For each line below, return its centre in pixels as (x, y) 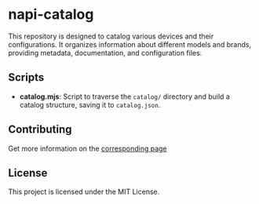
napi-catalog (51, 15)
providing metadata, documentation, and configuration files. (105, 53)
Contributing (40, 130)
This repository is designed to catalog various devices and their (111, 36)
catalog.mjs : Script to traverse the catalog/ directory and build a (124, 97)
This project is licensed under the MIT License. (84, 192)
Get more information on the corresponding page (88, 148)
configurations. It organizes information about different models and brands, (130, 44)
